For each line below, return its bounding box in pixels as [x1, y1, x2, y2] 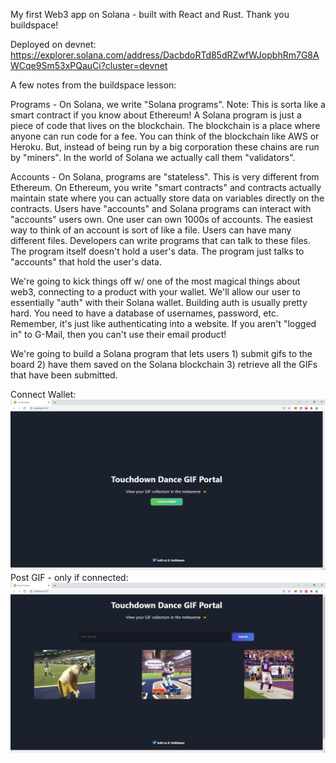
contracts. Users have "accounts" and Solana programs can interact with [10, 203, 312, 214]
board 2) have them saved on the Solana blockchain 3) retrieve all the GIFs [10, 359, 318, 370]
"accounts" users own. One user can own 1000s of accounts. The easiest [10, 214, 314, 225]
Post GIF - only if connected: [10, 571, 129, 583]
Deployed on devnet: [10, 39, 97, 50]
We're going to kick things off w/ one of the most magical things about [10, 275, 301, 287]
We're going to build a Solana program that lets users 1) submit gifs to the [10, 348, 313, 359]
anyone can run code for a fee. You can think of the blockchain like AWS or [10, 130, 320, 142]
